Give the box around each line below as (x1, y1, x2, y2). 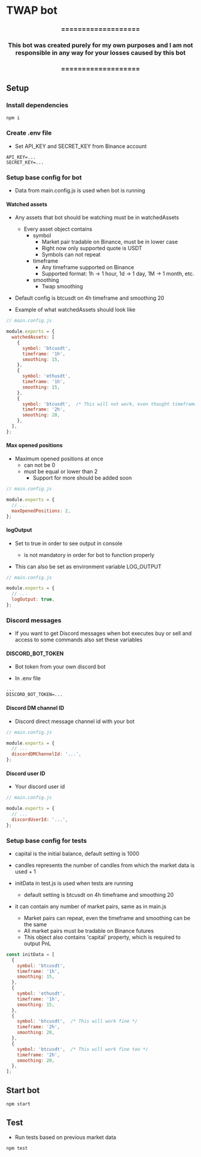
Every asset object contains (23, 225, 93, 233)
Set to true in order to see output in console (14, 540, 123, 547)
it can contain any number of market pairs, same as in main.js (14, 903, 166, 910)
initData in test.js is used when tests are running (14, 879, 133, 887)
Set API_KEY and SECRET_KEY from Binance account (14, 142, 147, 150)
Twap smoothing (41, 283, 83, 290)
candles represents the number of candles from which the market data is (14, 861, 195, 869)
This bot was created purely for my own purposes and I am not (8, 41, 193, 50)
